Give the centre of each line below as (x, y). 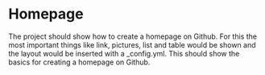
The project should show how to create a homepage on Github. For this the (133, 36)
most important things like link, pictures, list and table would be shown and (132, 44)
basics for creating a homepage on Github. (79, 62)
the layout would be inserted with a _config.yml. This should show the (124, 53)
